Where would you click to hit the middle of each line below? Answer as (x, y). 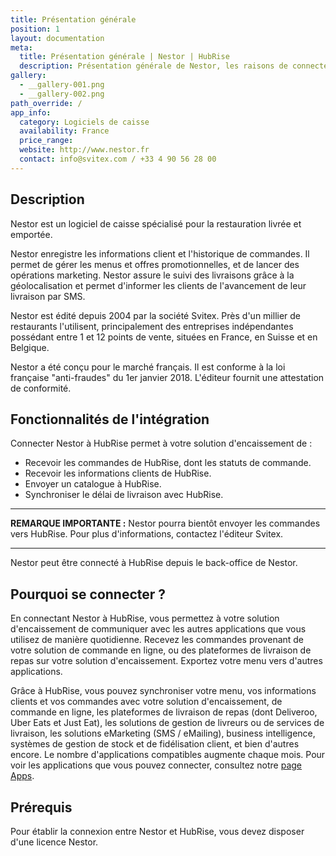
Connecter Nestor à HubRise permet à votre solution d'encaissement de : (161, 443)
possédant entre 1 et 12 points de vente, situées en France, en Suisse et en (164, 337)
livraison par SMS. (48, 296)
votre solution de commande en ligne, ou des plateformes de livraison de (161, 650)
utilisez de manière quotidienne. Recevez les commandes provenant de (157, 640)
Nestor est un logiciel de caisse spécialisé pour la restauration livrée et (156, 223)
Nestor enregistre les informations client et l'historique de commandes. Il (160, 253)
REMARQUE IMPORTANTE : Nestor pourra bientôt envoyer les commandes (165, 523)
